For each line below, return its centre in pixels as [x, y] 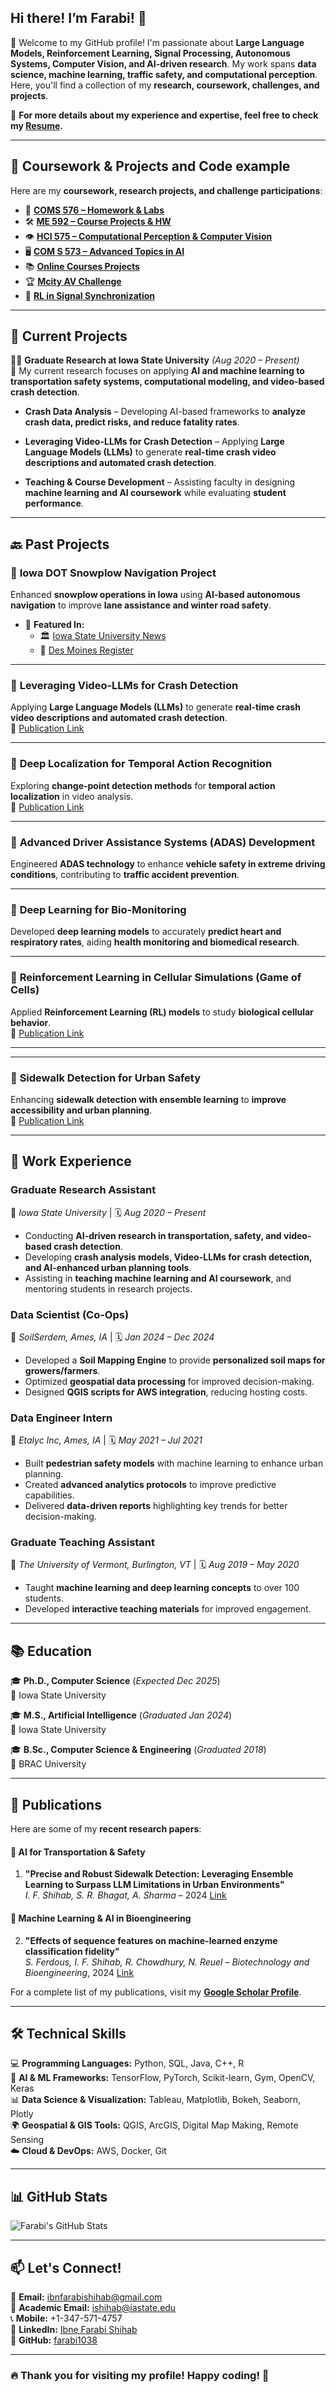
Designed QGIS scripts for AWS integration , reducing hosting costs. [166, 1392]
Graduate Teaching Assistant [83, 1543]
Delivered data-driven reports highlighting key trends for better [156, 1506]
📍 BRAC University [48, 1764]
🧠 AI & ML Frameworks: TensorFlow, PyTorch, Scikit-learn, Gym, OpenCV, [163, 2078]
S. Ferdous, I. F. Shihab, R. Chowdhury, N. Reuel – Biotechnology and [167, 1962]
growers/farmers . [62, 1370]
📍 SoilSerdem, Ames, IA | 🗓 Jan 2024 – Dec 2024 [112, 1337]
